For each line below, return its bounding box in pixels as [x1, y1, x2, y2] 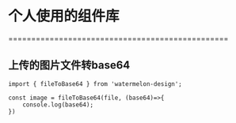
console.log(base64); [22, 100, 93, 109]
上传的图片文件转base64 [8, 58, 131, 72]
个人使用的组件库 [8, 7, 120, 25]
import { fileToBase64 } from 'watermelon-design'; [8, 80, 182, 88]
